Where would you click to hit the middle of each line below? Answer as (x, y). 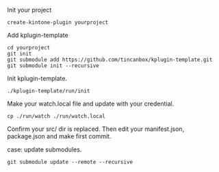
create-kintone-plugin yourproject (58, 23)
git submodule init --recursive (53, 66)
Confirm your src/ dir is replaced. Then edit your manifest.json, (96, 129)
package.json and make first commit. (59, 136)
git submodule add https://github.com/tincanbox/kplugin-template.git (110, 60)
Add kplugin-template (38, 35)
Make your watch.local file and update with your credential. (91, 103)
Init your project (29, 10)
